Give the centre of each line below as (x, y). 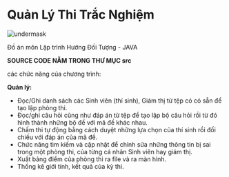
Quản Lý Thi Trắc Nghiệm (81, 15)
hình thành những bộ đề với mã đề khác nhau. (82, 122)
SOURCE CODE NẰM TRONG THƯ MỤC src (69, 60)
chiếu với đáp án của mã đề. (57, 137)
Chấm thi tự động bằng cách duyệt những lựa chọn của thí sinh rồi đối (116, 129)
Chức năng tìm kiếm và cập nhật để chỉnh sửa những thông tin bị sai (114, 144)
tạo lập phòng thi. (42, 107)
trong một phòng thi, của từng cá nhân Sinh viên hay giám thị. (105, 152)
